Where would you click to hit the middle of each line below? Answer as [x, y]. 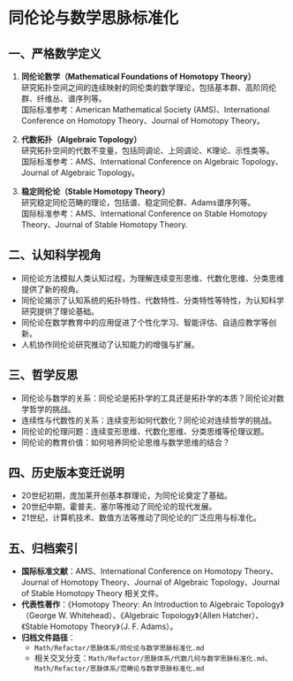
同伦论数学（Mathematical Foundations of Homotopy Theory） [138, 77]
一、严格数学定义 [55, 54]
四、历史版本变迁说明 [66, 473]
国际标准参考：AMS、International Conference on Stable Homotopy [144, 214]
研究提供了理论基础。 [60, 311]
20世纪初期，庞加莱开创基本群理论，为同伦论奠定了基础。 [127, 495]
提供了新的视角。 [52, 289]
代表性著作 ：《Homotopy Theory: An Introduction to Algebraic [132, 604]
